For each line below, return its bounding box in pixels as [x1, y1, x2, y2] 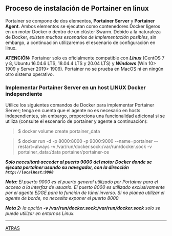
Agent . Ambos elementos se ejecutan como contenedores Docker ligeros [5, 23, 160, 29]
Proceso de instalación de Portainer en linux [5, 4, 149, 13]
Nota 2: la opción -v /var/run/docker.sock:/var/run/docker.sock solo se [5, 205, 161, 211]
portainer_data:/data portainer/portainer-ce [17, 149, 109, 155]
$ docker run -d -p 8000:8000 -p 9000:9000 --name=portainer [17, 138, 153, 144]
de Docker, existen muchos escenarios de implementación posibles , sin [5, 34, 157, 40]
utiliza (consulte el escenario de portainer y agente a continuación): [5, 118, 148, 124]
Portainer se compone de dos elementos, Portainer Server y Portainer [5, 17, 155, 24]
